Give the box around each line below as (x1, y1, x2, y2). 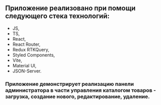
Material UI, (12, 62, 37, 68)
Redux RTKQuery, (12, 46, 50, 52)
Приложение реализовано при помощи (5, 4, 136, 13)
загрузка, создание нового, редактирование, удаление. (5, 93, 150, 100)
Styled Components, (12, 52, 55, 58)
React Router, (12, 41, 41, 47)
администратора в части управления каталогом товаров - (5, 86, 156, 93)
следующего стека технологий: (5, 12, 110, 21)
